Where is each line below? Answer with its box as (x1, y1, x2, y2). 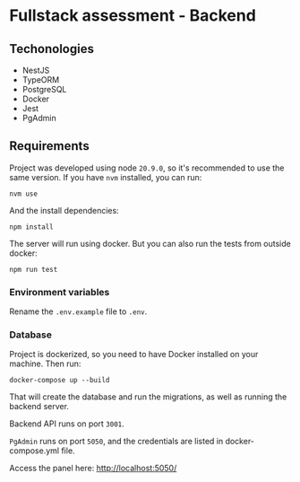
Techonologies (9, 41, 94, 57)
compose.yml (9, 445, 60, 456)
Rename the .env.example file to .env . (9, 306, 148, 317)
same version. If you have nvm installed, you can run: (9, 171, 202, 182)
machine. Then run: (9, 358, 81, 369)
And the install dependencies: (9, 205, 119, 215)
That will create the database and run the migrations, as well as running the (9, 391, 287, 402)
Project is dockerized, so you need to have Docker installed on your (9, 349, 259, 360)
